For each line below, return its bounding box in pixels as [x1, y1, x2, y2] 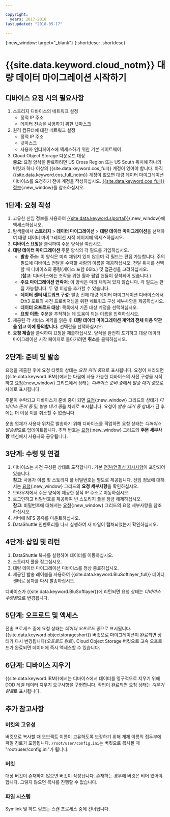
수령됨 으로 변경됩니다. [5, 595, 49, 601]
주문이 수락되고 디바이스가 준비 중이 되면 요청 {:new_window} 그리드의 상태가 [5, 397, 159, 403]
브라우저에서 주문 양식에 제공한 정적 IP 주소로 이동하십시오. [12, 489, 130, 495]
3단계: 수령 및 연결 [5, 449, 60, 458]
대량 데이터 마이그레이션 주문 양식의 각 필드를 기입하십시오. [12, 247, 130, 253]
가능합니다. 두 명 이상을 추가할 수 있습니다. [25, 286, 110, 292]
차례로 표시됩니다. [5, 386, 41, 392]
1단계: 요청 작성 [5, 201, 51, 209]
